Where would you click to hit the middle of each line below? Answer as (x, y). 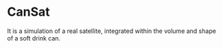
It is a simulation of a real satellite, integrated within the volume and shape (111, 31)
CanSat (28, 12)
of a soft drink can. (34, 38)
